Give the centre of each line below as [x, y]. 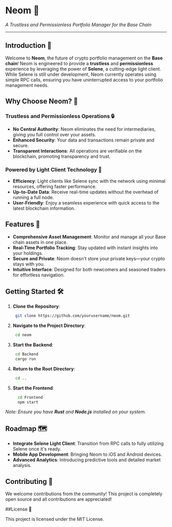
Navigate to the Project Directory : [49, 326]
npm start [28, 402]
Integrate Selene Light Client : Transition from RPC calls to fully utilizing [88, 443]
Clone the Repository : [36, 307]
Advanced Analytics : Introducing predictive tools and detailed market [87, 460]
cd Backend [27, 354]
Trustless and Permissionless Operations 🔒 [60, 116]
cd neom [23, 335]
